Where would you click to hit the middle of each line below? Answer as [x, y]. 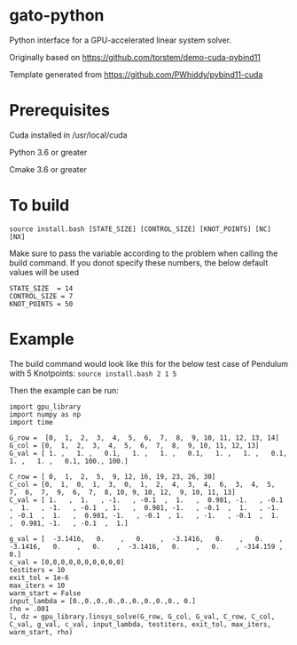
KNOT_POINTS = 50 [41, 304]
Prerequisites [60, 111]
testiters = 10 [37, 569]
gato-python [57, 16]
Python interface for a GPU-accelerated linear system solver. [121, 40]
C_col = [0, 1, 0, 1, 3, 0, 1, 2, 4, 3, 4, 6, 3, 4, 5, [142, 484]
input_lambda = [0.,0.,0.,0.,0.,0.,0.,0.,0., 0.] [103, 601]
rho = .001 [29, 609]
